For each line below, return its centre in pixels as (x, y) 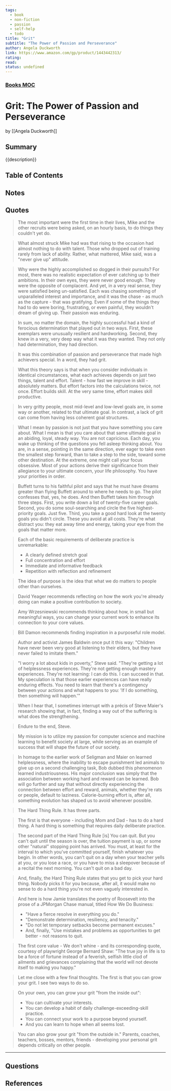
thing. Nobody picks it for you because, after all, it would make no (87, 884)
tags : (11, 10)
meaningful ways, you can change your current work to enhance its (89, 617)
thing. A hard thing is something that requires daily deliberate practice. (92, 826)
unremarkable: (33, 545)
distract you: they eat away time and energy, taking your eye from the (91, 524)
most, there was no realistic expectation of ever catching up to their (89, 275)
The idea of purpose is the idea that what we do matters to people (87, 581)
